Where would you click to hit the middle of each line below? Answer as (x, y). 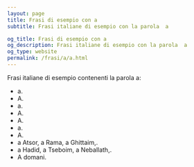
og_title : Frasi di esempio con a (57, 39)
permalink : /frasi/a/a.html (48, 58)
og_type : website (32, 52)
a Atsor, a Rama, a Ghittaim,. (58, 142)
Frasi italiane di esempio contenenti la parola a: (74, 77)
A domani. (32, 157)
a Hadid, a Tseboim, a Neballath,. (64, 150)
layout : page (26, 13)
